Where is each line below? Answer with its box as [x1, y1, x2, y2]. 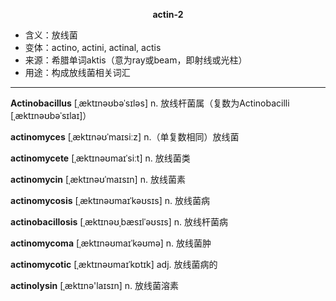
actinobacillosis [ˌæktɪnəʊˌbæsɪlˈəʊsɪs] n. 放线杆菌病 [10, 216, 229, 228]
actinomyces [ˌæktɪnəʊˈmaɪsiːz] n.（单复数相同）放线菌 [10, 131, 240, 143]
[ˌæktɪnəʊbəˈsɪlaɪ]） [10, 110, 92, 121]
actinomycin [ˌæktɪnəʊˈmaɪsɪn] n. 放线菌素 [10, 174, 186, 185]
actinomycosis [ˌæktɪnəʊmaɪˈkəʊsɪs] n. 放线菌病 [10, 195, 210, 206]
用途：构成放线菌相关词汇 [24, 67, 131, 78]
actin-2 [152, 9, 184, 20]
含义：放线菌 [24, 29, 78, 41]
